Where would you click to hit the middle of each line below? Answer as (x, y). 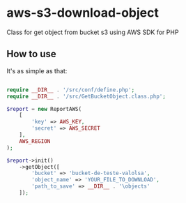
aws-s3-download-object (83, 13)
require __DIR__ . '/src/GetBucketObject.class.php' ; (86, 96)
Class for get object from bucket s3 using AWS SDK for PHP (93, 32)
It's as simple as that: (37, 70)
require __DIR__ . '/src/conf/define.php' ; (71, 90)
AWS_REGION (35, 141)
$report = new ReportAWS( (44, 109)
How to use (31, 54)
